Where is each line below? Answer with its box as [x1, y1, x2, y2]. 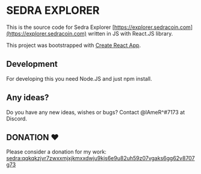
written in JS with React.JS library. [88, 30, 173, 37]
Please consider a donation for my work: [6, 148, 107, 155]
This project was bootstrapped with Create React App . [6, 42, 141, 49]
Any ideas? [6, 93, 49, 103]
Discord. [6, 115, 27, 122]
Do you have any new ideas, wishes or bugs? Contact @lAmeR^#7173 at [6, 108, 185, 116]
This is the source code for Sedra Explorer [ [6, 23, 115, 31]
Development [6, 59, 58, 69]
